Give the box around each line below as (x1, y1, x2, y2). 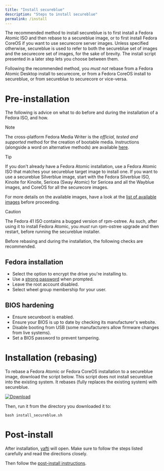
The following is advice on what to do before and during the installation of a (5, 109, 158, 116)
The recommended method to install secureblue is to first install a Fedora (5, 30, 153, 36)
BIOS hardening (5, 301, 54, 309)
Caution (5, 209, 21, 215)
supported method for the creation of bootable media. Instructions (5, 139, 139, 145)
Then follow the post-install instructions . (5, 460, 87, 466)
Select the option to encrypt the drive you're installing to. (12, 271, 128, 277)
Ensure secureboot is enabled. (12, 314, 74, 320)
